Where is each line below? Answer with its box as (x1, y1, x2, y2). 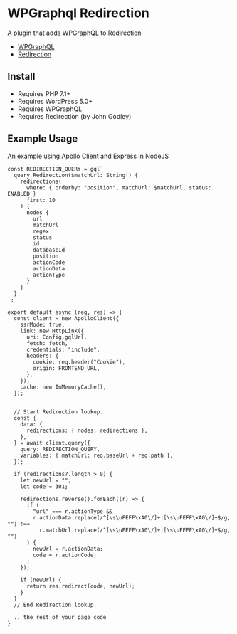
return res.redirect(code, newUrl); (26, 582, 135, 590)
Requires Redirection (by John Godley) (17, 112, 132, 120)
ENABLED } (7, 190, 37, 197)
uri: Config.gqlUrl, (26, 333, 88, 341)
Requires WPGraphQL (17, 105, 83, 113)
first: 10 (26, 196, 56, 204)
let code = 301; (20, 482, 69, 490)
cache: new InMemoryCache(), (20, 383, 107, 391)
